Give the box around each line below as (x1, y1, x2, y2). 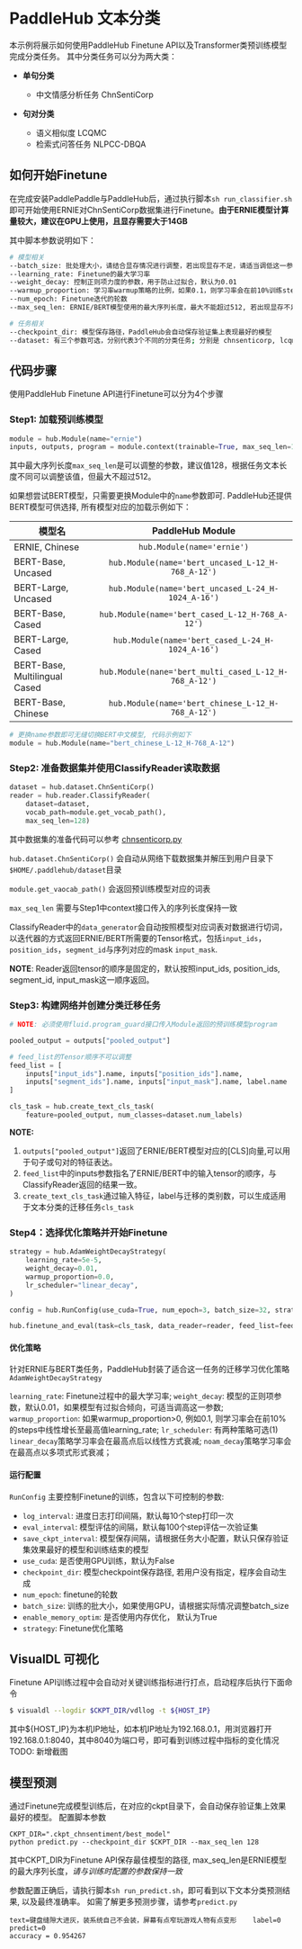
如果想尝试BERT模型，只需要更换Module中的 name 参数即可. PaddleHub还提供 (9, 490, 292, 501)
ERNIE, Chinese (13, 541, 80, 553)
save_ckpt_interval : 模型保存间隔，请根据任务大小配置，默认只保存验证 (22, 1532, 289, 1543)
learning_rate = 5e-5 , (25, 1256, 102, 1265)
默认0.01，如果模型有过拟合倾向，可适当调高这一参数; (24, 1402, 224, 1413)
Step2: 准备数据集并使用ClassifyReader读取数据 (9, 762, 220, 775)
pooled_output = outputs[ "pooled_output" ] (9, 1036, 171, 1045)
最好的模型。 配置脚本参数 (9, 1812, 106, 1823)
